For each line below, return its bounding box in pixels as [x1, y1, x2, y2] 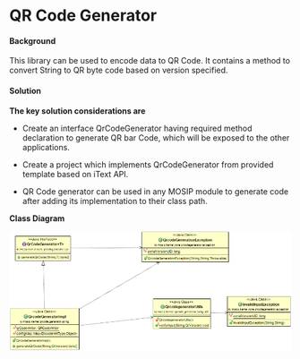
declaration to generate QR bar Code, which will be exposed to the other [21, 132, 290, 143]
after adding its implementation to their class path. [21, 195, 208, 206]
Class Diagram [9, 212, 65, 224]
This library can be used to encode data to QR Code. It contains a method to [9, 56, 291, 66]
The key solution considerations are [9, 105, 146, 116]
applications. [21, 141, 70, 152]
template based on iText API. [21, 168, 129, 179]
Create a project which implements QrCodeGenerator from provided [21, 158, 274, 170]
